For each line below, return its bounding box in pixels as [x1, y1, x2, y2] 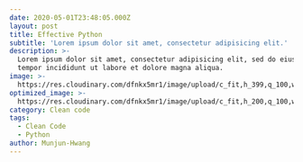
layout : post [9, 22, 59, 31]
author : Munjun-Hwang [9, 139, 91, 148]
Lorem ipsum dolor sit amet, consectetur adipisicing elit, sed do [17, 55, 277, 64]
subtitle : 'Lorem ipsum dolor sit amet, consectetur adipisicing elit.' [9, 38, 289, 48]
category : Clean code [9, 105, 91, 114]
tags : [9, 113, 30, 122]
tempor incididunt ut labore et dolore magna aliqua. [17, 64, 224, 73]
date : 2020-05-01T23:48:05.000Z [9, 13, 131, 22]
